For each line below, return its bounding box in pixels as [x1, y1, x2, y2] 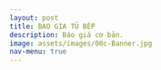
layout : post [9, 13, 59, 23]
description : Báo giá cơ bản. [9, 30, 125, 39]
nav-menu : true [9, 47, 67, 56]
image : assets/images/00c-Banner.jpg [9, 38, 153, 48]
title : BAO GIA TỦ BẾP [9, 22, 96, 31]
